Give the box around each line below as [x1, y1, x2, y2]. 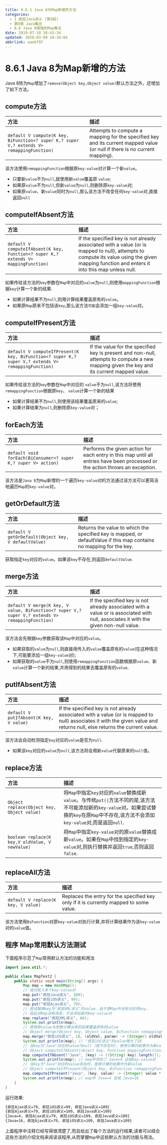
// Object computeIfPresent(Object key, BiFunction [23, 1066, 133, 1071]
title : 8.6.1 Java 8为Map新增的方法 [5, 7, 77, 12]
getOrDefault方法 [5, 500, 60, 508]
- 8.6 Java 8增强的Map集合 [9, 26, 62, 31]
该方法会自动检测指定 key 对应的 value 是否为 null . [5, 737, 103, 743]
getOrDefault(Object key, [7, 534, 69, 540]
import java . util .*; [5, 965, 48, 970]
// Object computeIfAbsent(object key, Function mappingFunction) [23, 1048, 164, 1053]
